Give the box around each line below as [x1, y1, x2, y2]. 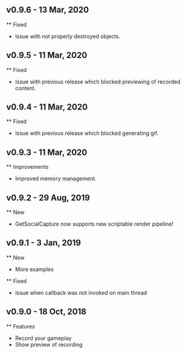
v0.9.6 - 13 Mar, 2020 [6, 5, 89, 15]
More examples [14, 266, 54, 273]
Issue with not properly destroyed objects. [14, 33, 121, 40]
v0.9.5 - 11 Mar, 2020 [6, 50, 88, 61]
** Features [6, 323, 35, 330]
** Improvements [6, 163, 50, 171]
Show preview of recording [14, 341, 83, 348]
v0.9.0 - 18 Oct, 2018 [6, 307, 86, 317]
